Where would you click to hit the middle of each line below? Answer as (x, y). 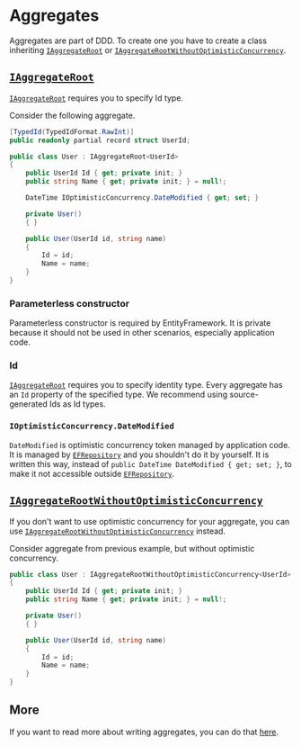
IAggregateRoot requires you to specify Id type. (97, 98)
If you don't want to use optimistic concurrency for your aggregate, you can (150, 521)
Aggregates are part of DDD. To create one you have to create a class (138, 40)
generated (28, 404)
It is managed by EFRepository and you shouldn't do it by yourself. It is (139, 454)
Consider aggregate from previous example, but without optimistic (132, 548)
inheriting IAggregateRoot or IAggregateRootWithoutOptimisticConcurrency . (148, 49)
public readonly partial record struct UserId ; (100, 140)
